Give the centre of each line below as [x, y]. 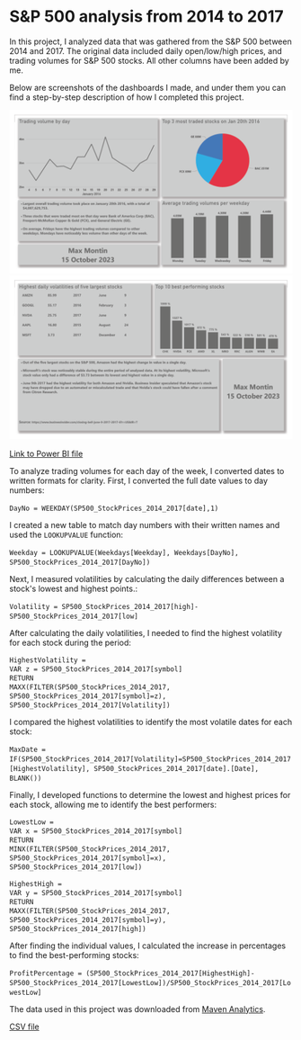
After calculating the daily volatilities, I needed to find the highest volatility [146, 632]
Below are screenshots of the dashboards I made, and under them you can [147, 87]
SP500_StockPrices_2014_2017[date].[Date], [176, 768]
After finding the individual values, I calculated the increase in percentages [147, 946]
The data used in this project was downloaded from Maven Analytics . [137, 1009]
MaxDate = [28, 749]
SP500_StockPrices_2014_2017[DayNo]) [80, 562]
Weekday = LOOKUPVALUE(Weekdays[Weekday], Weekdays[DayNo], [124, 552]
